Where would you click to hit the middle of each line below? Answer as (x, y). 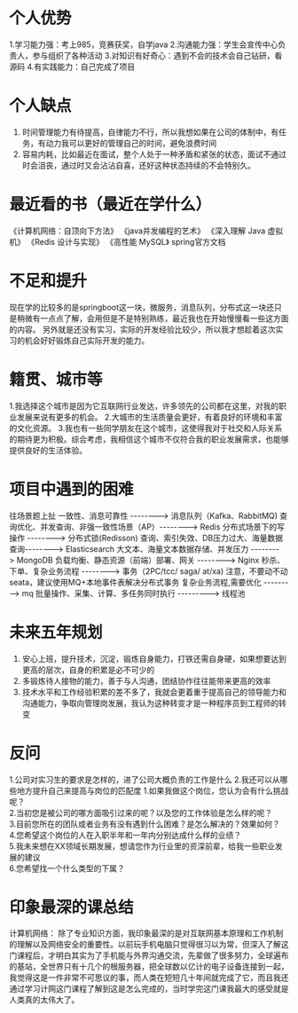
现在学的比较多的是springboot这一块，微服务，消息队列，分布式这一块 (138, 307)
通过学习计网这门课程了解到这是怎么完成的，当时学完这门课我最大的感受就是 (149, 989)
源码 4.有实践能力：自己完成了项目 (72, 67)
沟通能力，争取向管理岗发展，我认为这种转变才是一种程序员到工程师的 (150, 703)
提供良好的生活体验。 (48, 450)
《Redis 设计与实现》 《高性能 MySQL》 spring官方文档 (126, 241)
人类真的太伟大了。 (44, 1000)
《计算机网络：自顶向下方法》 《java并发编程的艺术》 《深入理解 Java (137, 231)
